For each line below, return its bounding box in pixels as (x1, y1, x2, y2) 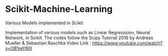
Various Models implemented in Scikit (5, 20, 83, 26)
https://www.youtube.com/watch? (92, 40, 163, 46)
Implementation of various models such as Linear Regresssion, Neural (5, 29, 150, 35)
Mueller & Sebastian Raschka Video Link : (5, 40, 92, 46)
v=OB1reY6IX (5, 45, 33, 51)
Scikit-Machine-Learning (5, 3, 113, 15)
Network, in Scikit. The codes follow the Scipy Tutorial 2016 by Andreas (5, 35, 153, 41)
